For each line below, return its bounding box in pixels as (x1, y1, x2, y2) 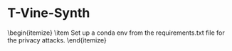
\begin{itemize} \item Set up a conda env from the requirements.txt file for (7, 28, 226, 37)
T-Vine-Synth (7, 5, 90, 21)
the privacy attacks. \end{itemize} (7, 35, 107, 44)
